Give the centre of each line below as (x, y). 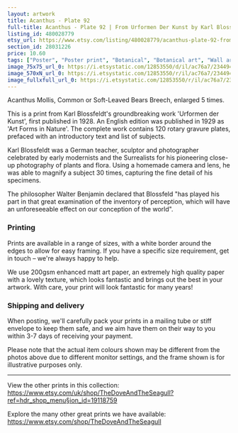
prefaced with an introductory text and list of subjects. (86, 136)
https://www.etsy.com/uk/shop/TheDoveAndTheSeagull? (91, 393)
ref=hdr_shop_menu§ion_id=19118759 (62, 400)
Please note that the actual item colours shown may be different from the (114, 349)
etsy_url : (22, 40)
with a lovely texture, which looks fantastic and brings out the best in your (115, 279)
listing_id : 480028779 (41, 34)
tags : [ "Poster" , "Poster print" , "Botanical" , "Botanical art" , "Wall (115, 60)
